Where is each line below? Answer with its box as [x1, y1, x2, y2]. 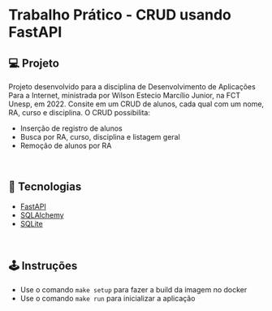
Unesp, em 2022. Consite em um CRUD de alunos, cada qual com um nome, [8, 99, 265, 109]
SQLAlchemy [19, 209, 64, 220]
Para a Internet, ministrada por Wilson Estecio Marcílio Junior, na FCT [8, 91, 241, 100]
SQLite [19, 218, 43, 228]
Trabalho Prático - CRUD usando [8, 6, 231, 24]
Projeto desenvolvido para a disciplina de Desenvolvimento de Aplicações [8, 82, 256, 91]
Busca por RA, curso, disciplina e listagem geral [19, 132, 180, 141]
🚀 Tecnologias [8, 180, 82, 194]
